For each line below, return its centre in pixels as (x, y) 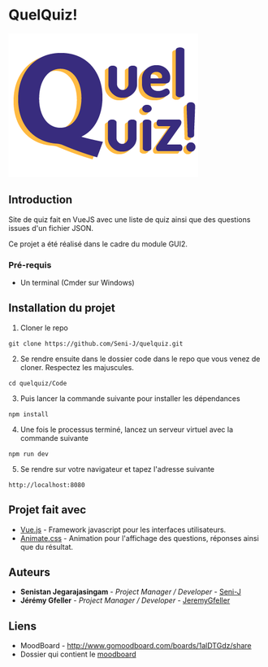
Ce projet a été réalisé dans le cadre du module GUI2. (98, 244)
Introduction (41, 200)
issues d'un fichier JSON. (51, 228)
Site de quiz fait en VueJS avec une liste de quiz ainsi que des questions (130, 219)
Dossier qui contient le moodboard (78, 654)
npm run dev (28, 454)
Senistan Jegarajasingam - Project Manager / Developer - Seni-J (131, 592)
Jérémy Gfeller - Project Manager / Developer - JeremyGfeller (125, 600)
